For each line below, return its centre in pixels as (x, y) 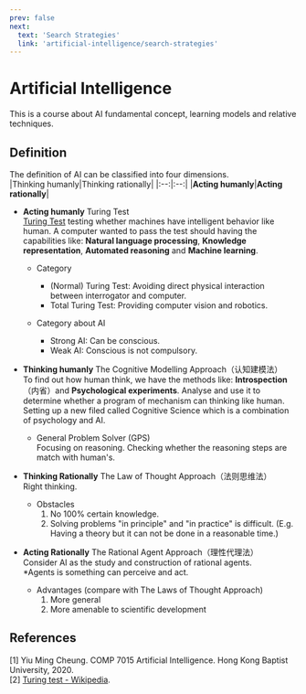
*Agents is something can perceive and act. (106, 572)
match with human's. (76, 457)
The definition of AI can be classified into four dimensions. (119, 174)
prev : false (32, 18)
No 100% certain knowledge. (105, 514)
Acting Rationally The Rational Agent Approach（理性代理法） (140, 552)
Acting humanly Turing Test (76, 212)
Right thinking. (50, 486)
